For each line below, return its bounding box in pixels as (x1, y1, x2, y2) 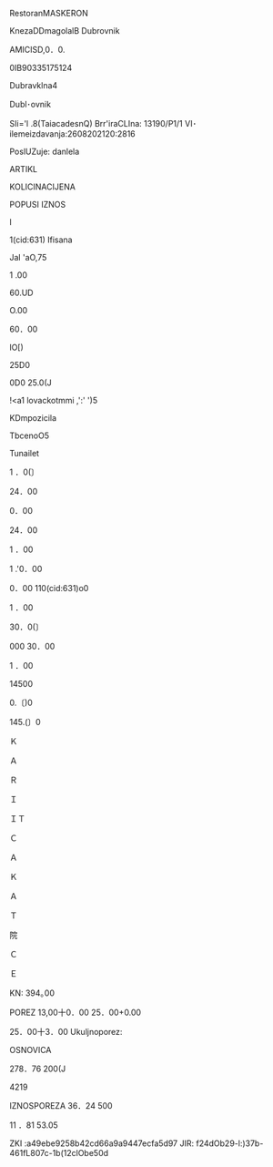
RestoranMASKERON (9, 8, 88, 18)
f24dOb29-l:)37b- (195, 1138, 264, 1149)
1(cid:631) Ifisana (9, 234, 73, 245)
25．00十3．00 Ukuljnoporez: (9, 1027, 123, 1037)
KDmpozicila (9, 413, 57, 423)
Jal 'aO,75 (9, 252, 47, 262)
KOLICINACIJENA (9, 181, 76, 192)
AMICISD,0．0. (9, 45, 66, 55)
